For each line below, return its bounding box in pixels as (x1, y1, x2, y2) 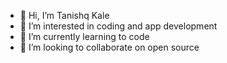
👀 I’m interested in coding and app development (19, 20, 218, 32)
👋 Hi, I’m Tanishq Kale (19, 10, 110, 21)
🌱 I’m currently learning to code (19, 31, 150, 42)
